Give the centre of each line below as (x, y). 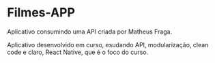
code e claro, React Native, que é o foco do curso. (78, 52)
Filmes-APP (41, 13)
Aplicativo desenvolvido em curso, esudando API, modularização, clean (108, 45)
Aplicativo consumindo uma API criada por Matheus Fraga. (90, 32)
